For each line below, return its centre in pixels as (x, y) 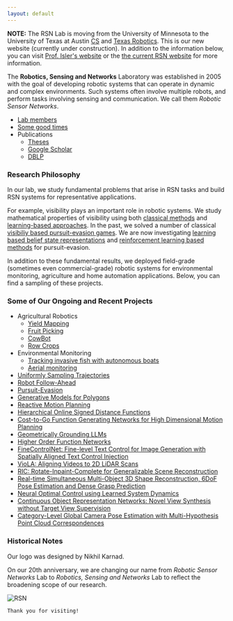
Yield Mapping (48, 323)
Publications (35, 134)
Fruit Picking (46, 331)
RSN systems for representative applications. (72, 197)
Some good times (42, 127)
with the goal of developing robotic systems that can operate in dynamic (111, 83)
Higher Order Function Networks (64, 442)
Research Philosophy (44, 175)
